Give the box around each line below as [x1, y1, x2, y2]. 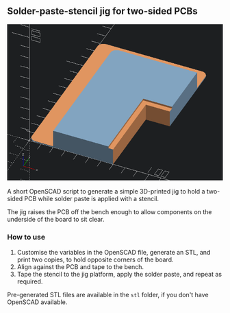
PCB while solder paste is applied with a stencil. [24, 195, 159, 203]
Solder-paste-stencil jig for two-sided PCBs [7, 5, 198, 17]
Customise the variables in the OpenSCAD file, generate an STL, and [16, 248, 211, 256]
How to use [7, 233, 46, 242]
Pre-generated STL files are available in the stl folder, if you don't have [7, 290, 209, 299]
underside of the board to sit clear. [7, 216, 105, 224]
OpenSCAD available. [7, 298, 68, 306]
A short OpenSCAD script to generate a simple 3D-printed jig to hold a [7, 187, 205, 196]
